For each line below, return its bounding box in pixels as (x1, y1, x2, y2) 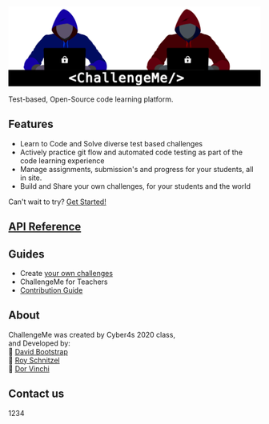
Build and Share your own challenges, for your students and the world (19, 181, 251, 190)
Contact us (8, 387, 65, 401)
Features (8, 118, 54, 131)
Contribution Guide (19, 285, 83, 294)
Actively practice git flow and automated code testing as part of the (19, 147, 243, 157)
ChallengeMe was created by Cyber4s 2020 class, (8, 330, 176, 339)
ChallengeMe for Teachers (19, 277, 108, 286)
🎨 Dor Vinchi (8, 363, 50, 374)
